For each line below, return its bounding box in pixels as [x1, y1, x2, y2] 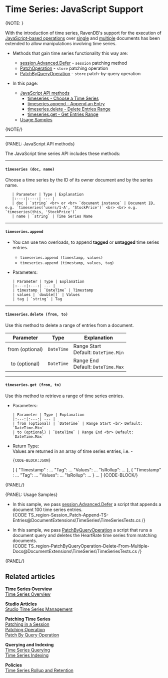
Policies [5, 662, 22, 668]
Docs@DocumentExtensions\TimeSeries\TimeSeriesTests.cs [12, 548, 137, 554]
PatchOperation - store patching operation [19, 65, 108, 71]
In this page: [12, 80, 38, 86]
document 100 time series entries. [12, 506, 83, 513]
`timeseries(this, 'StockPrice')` [5, 210, 77, 215]
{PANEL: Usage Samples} [5, 491, 58, 497]
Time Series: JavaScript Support [5, 4, 143, 15]
